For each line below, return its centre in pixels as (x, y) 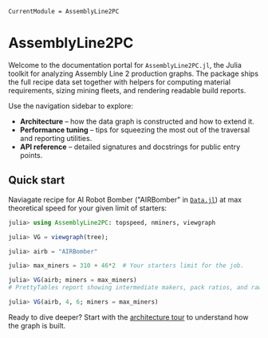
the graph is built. (37, 325)
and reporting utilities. (56, 138)
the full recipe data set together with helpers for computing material (120, 82)
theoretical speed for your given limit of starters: (88, 208)
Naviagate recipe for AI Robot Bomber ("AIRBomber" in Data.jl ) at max (125, 199)
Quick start (37, 181)
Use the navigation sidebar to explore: (71, 106)
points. (31, 155)
